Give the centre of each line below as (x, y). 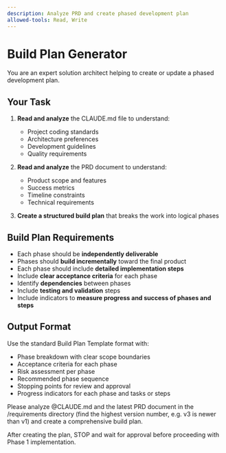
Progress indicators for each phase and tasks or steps (93, 393)
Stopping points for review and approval (74, 386)
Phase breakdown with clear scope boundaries (84, 357)
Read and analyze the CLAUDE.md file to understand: (93, 118)
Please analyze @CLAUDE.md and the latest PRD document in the (101, 406)
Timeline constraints (56, 195)
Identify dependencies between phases (74, 284)
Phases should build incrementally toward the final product (102, 262)
